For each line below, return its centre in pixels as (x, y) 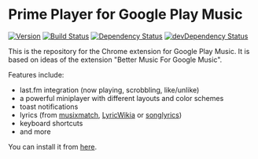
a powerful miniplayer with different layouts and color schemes (122, 98)
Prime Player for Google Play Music (125, 14)
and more (35, 132)
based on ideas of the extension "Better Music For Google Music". (115, 60)
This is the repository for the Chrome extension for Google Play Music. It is (129, 51)
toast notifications (49, 107)
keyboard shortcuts (51, 123)
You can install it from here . (52, 146)
